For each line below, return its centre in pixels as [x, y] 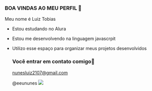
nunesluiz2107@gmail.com [40, 72]
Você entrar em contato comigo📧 [53, 62]
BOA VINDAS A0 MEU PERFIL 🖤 [43, 8]
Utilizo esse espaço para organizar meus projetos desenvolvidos [79, 49]
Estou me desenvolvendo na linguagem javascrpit [64, 39]
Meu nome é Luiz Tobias [30, 19]
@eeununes [24, 83]
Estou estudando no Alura [39, 29]
